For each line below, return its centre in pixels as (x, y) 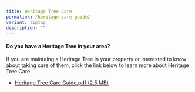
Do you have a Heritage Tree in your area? (58, 46)
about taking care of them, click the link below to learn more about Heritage (97, 65)
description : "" (26, 28)
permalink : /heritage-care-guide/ (48, 17)
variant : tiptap (26, 22)
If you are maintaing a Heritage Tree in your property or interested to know (96, 59)
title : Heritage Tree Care (39, 11)
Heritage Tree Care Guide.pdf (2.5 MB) (61, 83)
